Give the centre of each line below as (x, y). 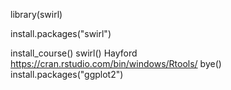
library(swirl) (36, 14)
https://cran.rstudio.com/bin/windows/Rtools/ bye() (116, 63)
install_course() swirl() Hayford (74, 53)
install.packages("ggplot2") (67, 74)
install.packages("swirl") (61, 33)
